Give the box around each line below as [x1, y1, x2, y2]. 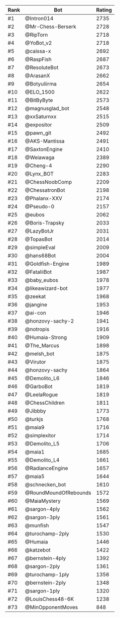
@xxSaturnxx [25, 113, 57, 120]
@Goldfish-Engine [25, 260, 69, 267]
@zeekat [25, 293, 46, 300]
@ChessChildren [25, 400, 65, 406]
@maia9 [25, 424, 45, 431]
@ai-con [25, 310, 46, 316]
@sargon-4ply [25, 506, 60, 512]
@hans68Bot [25, 252, 56, 259]
